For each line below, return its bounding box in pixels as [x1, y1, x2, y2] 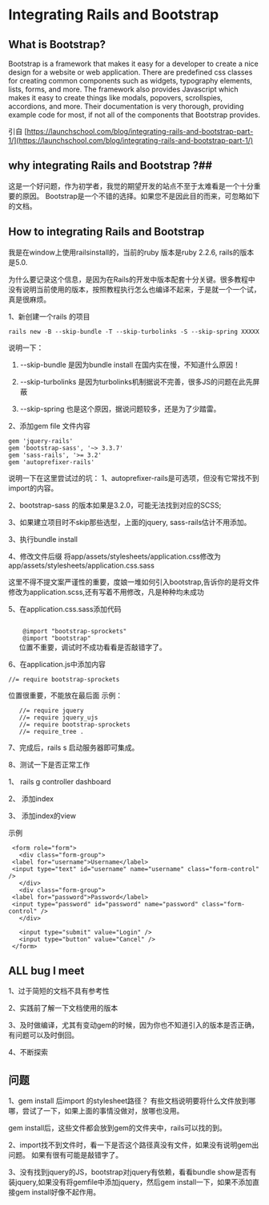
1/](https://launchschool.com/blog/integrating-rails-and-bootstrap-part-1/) [8, 136, 254, 145]
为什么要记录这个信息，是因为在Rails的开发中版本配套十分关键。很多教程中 [8, 275, 255, 284]
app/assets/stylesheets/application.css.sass [8, 560, 155, 570]
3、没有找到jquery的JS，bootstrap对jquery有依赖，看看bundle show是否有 [8, 1167, 257, 1177]
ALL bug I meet [8, 964, 85, 978]
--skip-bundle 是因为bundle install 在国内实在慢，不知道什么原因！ [19, 360, 240, 369]
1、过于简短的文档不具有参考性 [8, 986, 110, 996]
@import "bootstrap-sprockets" [22, 627, 127, 635]
